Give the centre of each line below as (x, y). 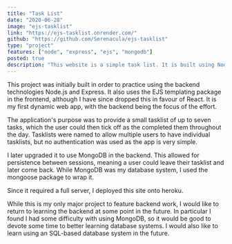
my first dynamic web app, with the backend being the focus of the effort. (112, 106)
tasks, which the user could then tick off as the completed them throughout (114, 127)
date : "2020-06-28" (35, 20)
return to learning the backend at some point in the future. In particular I (109, 211)
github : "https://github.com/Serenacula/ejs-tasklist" (88, 39)
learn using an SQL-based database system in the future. (88, 233)
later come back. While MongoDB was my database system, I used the (108, 170)
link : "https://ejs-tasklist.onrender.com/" (72, 33)
